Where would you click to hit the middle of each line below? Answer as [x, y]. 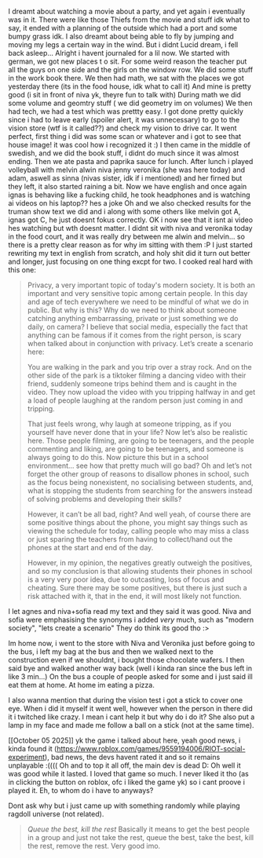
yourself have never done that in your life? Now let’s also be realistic [137, 432]
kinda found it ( [33, 748]
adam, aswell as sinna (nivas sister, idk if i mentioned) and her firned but [125, 178]
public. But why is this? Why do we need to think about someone [132, 310]
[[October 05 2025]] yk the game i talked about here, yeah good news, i [124, 740]
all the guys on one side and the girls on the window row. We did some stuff [131, 69]
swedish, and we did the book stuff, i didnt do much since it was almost [124, 153]
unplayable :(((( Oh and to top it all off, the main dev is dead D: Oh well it [124, 765]
